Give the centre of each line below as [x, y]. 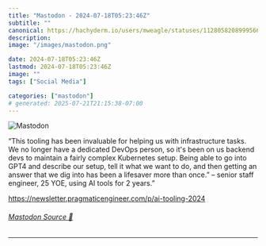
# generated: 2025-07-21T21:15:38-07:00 [76, 103]
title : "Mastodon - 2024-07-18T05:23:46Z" [79, 15]
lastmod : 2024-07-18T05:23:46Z [60, 67]
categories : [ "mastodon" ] [51, 96]
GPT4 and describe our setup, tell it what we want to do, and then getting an [133, 167]
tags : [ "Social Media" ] [47, 81]
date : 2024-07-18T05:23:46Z [55, 60]
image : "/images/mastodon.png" [60, 45]
